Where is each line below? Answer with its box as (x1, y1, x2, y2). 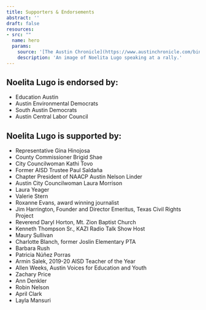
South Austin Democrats (15, 107, 77, 114)
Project (15, 212, 34, 219)
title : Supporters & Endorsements (6, 9, 95, 15)
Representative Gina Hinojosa (15, 147, 90, 154)
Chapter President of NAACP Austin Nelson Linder (15, 173, 143, 181)
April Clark (15, 290, 42, 298)
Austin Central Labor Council (15, 113, 88, 120)
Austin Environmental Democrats (15, 100, 99, 107)
